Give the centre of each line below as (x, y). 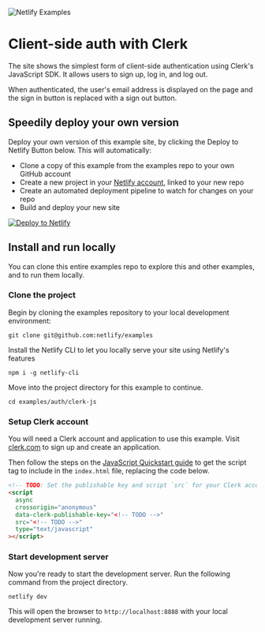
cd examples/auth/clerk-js (52, 402)
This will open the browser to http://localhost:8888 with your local (118, 611)
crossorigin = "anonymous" (56, 507)
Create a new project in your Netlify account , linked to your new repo (132, 182)
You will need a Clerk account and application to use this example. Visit (124, 439)
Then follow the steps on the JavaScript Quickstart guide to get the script (127, 462)
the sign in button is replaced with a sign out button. (93, 98)
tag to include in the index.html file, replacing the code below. (109, 471)
